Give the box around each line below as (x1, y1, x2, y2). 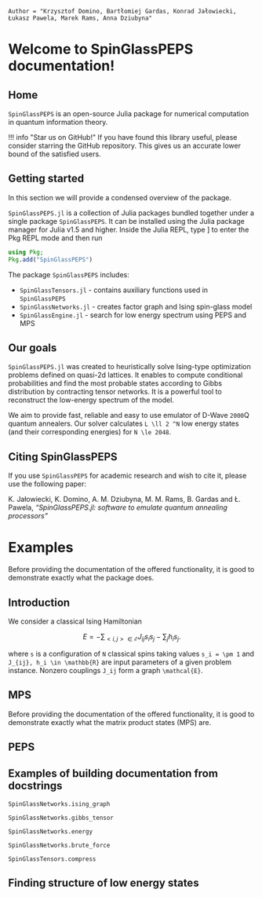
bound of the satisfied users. (8, 149, 101, 159)
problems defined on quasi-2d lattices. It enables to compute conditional (8, 370, 243, 380)
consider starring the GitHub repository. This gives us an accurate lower (8, 141, 242, 150)
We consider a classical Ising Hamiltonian (8, 617, 143, 626)
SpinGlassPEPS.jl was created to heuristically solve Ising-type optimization (8, 362, 251, 372)
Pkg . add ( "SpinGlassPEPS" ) (8, 255, 93, 263)
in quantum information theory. (8, 118, 108, 126)
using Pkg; (8, 248, 44, 256)
